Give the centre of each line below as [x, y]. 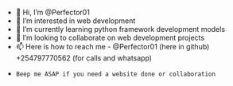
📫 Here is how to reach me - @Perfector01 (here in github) [113, 47]
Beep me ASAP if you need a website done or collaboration [116, 74]
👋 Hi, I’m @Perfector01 [52, 12]
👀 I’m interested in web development [76, 21]
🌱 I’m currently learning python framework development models [120, 29]
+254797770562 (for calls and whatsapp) [84, 58]
